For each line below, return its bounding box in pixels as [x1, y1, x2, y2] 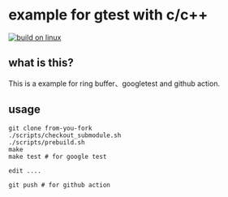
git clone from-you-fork [8, 124, 92, 132]
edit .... [8, 166, 42, 175]
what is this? [8, 56, 75, 70]
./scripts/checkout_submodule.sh [8, 131, 122, 139]
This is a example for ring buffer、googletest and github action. [8, 79, 221, 88]
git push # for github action [8, 181, 111, 189]
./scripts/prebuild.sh [8, 138, 85, 147]
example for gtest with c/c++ [8, 6, 209, 24]
